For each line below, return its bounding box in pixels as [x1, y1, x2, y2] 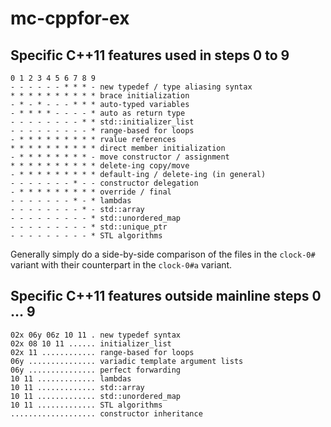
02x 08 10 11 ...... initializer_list [10, 338, 172, 349]
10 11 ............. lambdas [10, 373, 132, 384]
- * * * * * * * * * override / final [10, 187, 172, 197]
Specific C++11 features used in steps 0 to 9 [10, 47, 290, 64]
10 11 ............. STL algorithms [10, 400, 163, 410]
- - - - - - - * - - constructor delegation [10, 178, 199, 188]
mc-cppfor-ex [10, 7, 130, 30]
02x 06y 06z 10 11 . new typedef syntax [10, 330, 182, 340]
